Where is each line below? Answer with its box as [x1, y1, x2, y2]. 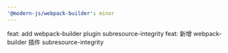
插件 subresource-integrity [28, 38, 104, 46]
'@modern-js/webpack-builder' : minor [7, 10, 115, 17]
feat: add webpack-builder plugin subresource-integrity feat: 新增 [7, 29, 192, 37]
